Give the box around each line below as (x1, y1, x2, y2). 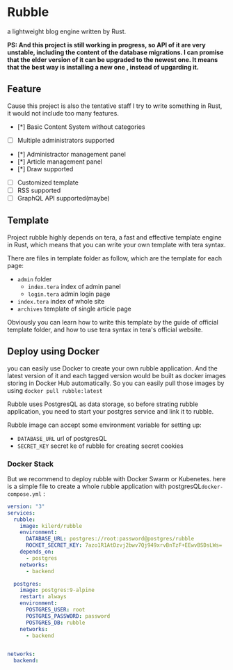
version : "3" (7, 503, 45, 510)
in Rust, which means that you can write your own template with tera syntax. (7, 240, 226, 249)
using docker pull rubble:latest (7, 386, 103, 394)
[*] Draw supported (17, 164, 74, 173)
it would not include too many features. (7, 109, 120, 117)
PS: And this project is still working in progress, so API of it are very (7, 40, 207, 49)
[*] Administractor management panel (17, 150, 127, 158)
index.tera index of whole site (17, 297, 105, 305)
